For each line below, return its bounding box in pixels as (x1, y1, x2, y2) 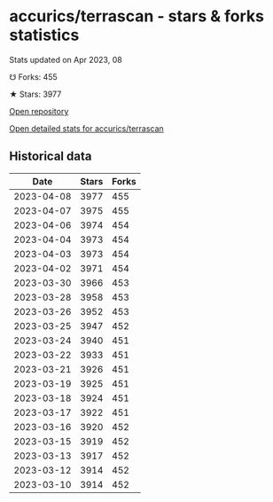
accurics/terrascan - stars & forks (9, 6, 264, 27)
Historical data (9, 149, 92, 164)
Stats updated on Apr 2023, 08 (9, 54, 122, 65)
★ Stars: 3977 (9, 89, 62, 99)
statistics (9, 25, 80, 45)
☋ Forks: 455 (9, 71, 58, 82)
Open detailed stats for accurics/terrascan (9, 122, 164, 134)
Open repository (9, 106, 69, 116)
